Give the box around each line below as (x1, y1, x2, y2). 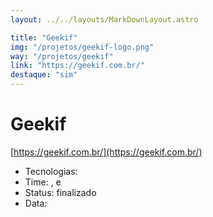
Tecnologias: (24, 165, 78, 177)
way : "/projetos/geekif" (10, 51, 114, 61)
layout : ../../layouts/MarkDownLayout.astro (10, 14, 199, 25)
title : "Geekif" (10, 32, 78, 43)
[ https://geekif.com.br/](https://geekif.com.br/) (10, 146, 203, 158)
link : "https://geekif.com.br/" (10, 61, 145, 71)
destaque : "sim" (10, 70, 78, 80)
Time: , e (24, 176, 62, 188)
